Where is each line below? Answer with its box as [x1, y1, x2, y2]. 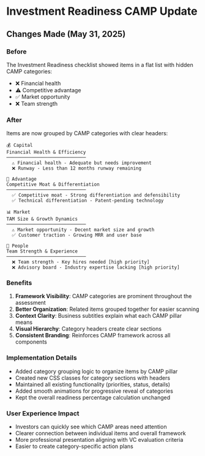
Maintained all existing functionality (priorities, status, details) [15, 380, 170, 388]
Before [6, 47, 27, 56]
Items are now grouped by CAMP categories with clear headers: [6, 130, 168, 137]
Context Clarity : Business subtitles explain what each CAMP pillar [15, 312, 182, 320]
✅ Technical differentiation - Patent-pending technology [12, 198, 164, 204]
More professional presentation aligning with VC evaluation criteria [15, 436, 184, 444]
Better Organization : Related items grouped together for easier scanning [15, 305, 199, 313]
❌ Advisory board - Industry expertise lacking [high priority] [12, 264, 180, 271]
